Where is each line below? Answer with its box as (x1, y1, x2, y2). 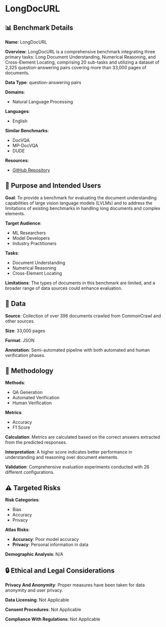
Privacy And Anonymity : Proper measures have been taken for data (5, 582, 145, 588)
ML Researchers (12, 230, 46, 236)
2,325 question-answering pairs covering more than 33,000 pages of (5, 65, 147, 70)
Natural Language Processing (12, 99, 73, 104)
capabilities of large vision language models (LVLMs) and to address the (5, 200, 153, 206)
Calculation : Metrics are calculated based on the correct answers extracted (5, 434, 160, 440)
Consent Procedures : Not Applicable (5, 607, 81, 613)
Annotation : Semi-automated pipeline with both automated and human (5, 347, 150, 353)
